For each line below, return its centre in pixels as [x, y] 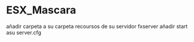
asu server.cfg [24, 32]
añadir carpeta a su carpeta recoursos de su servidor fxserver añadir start [97, 26]
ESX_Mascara [41, 10]
